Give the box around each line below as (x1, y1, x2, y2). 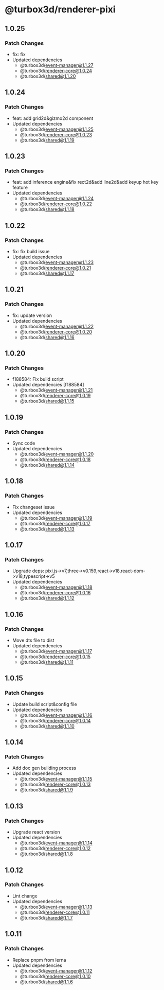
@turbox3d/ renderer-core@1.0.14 (20, 717, 91, 723)
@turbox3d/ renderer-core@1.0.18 (20, 456, 91, 463)
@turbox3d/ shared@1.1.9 (20, 787, 73, 793)
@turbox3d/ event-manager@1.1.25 (20, 126, 94, 132)
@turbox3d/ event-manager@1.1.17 (20, 648, 93, 655)
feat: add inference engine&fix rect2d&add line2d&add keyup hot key (12, 179, 159, 185)
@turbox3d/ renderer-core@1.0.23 (20, 131, 92, 137)
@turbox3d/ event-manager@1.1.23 (20, 259, 94, 266)
